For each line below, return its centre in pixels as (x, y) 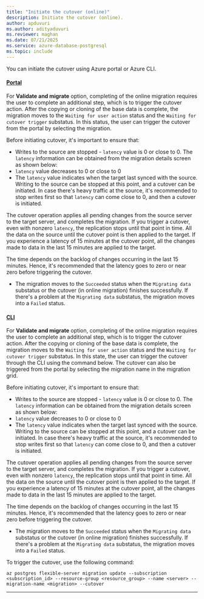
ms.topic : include (29, 52)
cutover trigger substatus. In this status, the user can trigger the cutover (98, 121)
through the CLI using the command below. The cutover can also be (91, 363)
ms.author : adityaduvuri (38, 29)
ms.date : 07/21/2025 (32, 40)
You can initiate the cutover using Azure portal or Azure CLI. (81, 69)
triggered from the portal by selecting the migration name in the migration (98, 369)
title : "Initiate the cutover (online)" (58, 12)
